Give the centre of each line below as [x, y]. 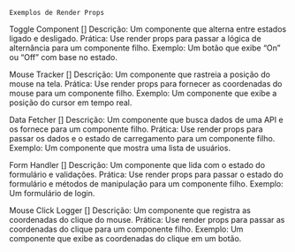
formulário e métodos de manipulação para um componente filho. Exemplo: [147, 184]
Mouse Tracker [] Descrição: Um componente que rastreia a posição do [140, 74]
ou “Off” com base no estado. [63, 57]
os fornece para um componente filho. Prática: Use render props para [136, 129]
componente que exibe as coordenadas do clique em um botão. [125, 238]
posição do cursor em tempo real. [71, 103]
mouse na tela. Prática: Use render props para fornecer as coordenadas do [146, 84]
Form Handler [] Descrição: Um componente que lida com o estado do [137, 165]
